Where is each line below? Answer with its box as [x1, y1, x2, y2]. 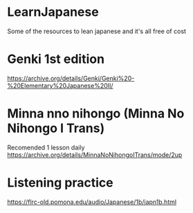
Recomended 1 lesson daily [7, 143, 85, 151]
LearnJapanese [7, 4, 99, 20]
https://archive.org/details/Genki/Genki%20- [7, 74, 135, 82]
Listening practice [7, 175, 113, 190]
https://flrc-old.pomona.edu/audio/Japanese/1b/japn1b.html [7, 198, 177, 206]
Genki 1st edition [7, 51, 105, 67]
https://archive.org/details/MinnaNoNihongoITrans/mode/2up [7, 150, 183, 159]
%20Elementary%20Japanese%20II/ [7, 81, 113, 90]
